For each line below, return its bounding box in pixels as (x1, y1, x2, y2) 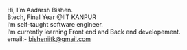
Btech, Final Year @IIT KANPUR (7, 13, 96, 21)
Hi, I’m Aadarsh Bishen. (7, 6, 74, 14)
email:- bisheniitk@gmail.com (7, 35, 91, 43)
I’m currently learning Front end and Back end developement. (7, 27, 181, 36)
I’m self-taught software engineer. (7, 21, 103, 28)
